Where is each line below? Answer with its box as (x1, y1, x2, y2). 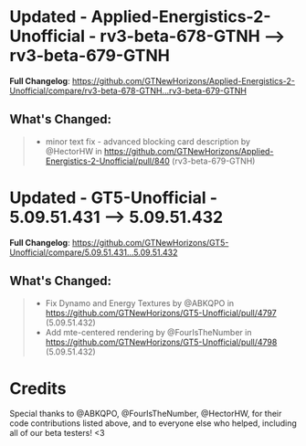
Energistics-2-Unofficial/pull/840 (45, 155, 171, 166)
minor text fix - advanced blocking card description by (45, 135, 251, 147)
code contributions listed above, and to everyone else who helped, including (9, 418, 297, 429)
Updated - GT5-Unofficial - (9, 187, 217, 207)
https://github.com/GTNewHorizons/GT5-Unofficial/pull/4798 (45, 336, 278, 347)
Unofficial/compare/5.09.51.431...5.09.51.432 (9, 247, 178, 258)
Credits (9, 377, 67, 398)
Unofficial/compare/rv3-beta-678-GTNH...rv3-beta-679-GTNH (9, 85, 247, 96)
